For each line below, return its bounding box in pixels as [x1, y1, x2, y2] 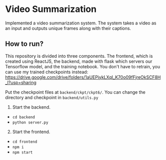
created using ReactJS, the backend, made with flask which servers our [5, 58, 153, 64]
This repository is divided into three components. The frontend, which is [5, 53, 153, 59]
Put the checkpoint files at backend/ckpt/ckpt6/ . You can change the [5, 89, 146, 95]
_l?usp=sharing [5, 79, 37, 85]
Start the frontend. [12, 129, 51, 135]
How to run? [5, 40, 44, 48]
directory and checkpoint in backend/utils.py [5, 94, 98, 100]
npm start [12, 150, 33, 155]
